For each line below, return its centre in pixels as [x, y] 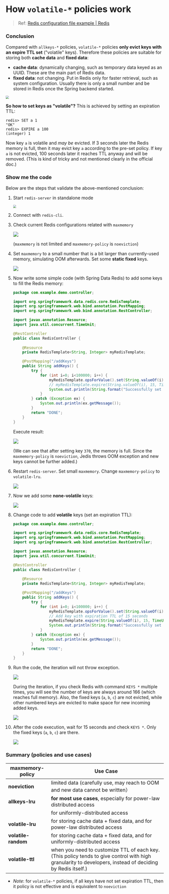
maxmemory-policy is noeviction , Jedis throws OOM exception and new [86, 456]
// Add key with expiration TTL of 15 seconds [99, 616]
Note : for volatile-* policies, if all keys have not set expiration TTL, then [88, 881]
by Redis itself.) [69, 868]
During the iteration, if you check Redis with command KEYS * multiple [85, 687]
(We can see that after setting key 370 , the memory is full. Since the [82, 451]
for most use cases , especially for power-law [105, 798]
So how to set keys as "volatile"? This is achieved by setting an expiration [83, 106]
